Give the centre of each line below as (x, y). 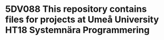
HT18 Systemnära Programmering (77, 30)
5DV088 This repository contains (76, 9)
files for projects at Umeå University (82, 20)
